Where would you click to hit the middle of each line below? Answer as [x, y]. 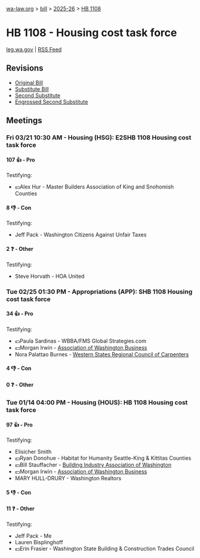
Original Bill [29, 83]
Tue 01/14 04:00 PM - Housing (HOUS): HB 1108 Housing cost [97, 402]
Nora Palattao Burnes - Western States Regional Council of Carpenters [102, 354]
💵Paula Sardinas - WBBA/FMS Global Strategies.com [80, 341]
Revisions [25, 68]
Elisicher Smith [33, 452]
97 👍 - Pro [19, 424]
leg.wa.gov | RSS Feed [34, 49]
